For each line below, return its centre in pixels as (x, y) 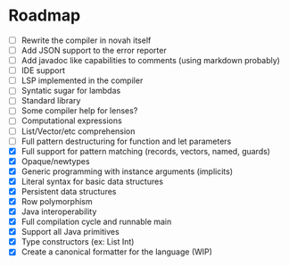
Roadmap (45, 16)
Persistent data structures (69, 191)
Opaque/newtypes (55, 161)
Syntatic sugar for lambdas (71, 91)
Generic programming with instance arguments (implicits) (127, 171)
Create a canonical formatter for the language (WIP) (117, 252)
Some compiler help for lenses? (79, 111)
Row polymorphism (57, 201)
